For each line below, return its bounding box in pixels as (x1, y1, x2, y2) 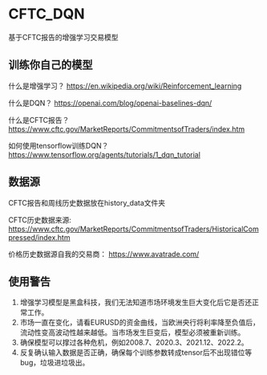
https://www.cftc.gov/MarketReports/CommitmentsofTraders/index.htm (8, 124, 245, 133)
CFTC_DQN (8, 5, 86, 23)
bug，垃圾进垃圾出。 (19, 358, 90, 368)
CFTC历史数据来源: (8, 214, 72, 225)
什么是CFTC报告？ (8, 115, 70, 124)
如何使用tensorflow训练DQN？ (8, 141, 109, 150)
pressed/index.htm (8, 232, 71, 242)
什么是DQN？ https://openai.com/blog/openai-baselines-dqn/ (8, 98, 212, 108)
